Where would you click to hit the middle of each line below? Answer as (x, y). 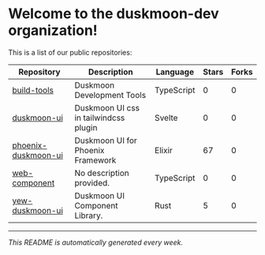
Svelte (166, 118)
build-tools (33, 90)
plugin (86, 127)
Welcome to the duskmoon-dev (114, 14)
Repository (39, 72)
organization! (53, 30)
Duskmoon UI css (107, 107)
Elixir (164, 150)
